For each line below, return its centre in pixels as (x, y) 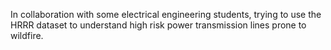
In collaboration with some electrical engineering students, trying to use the (166, 14)
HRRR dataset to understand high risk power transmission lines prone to (158, 25)
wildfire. (27, 35)
